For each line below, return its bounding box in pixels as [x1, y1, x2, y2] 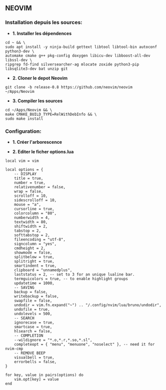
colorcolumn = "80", [14, 211, 57, 216]
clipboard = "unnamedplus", [14, 267, 72, 273]
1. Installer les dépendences [12, 30, 72, 36]
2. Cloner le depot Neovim [12, 75, 68, 81]
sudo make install [5, 116, 43, 121]
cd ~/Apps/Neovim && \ [5, 107, 52, 112]
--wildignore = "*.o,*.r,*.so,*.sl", [14, 337, 93, 343]
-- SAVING [14, 285, 35, 290]
